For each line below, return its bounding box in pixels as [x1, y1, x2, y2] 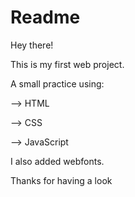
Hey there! [10, 39, 54, 51]
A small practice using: [10, 77, 105, 90]
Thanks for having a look [10, 174, 113, 186]
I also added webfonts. [10, 155, 105, 167]
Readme [10, 6, 81, 29]
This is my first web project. [10, 58, 125, 70]
